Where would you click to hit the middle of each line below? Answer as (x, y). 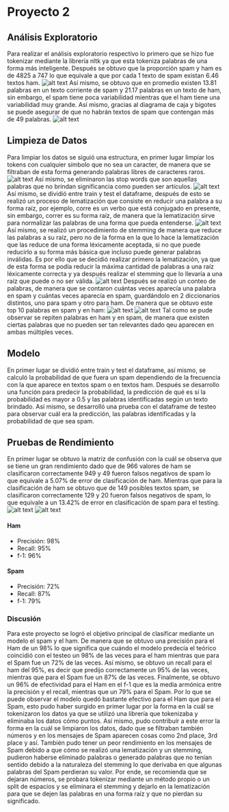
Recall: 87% (34, 593)
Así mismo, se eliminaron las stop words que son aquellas (116, 179)
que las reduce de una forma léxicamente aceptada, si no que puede (104, 245)
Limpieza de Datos (47, 141)
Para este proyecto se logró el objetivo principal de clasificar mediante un (111, 634)
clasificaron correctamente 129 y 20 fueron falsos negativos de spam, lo (109, 495)
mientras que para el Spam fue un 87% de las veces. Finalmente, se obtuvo (113, 677)
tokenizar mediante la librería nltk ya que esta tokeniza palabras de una (107, 61)
